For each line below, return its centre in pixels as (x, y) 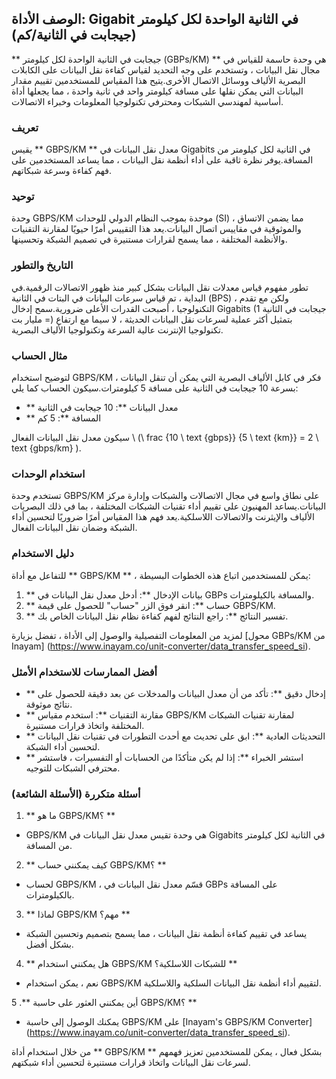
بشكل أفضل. (49, 944)
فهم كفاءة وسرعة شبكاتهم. (61, 171)
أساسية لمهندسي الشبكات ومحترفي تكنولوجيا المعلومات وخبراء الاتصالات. (147, 101)
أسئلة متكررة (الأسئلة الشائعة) (76, 794)
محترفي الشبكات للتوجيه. (73, 768)
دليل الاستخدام (42, 554)
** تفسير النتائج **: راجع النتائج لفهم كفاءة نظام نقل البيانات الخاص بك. (157, 616)
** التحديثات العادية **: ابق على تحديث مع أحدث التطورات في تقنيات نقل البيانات (175, 736)
